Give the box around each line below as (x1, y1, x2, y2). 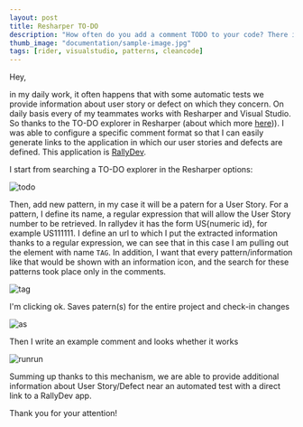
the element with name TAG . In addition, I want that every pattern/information (9, 247, 293, 258)
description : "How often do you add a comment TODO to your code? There (9, 30, 289, 39)
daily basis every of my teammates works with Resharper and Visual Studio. (9, 108, 291, 119)
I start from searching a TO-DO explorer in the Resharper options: (9, 164, 253, 175)
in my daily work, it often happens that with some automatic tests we (9, 89, 264, 100)
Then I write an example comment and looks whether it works (9, 336, 239, 348)
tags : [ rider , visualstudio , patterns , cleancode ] (9, 47, 204, 56)
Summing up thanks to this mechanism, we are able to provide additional (9, 371, 280, 382)
